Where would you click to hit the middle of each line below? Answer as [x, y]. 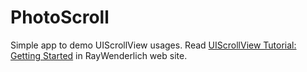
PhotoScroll [60, 17]
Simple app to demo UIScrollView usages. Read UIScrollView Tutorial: [153, 45]
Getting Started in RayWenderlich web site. [99, 55]
